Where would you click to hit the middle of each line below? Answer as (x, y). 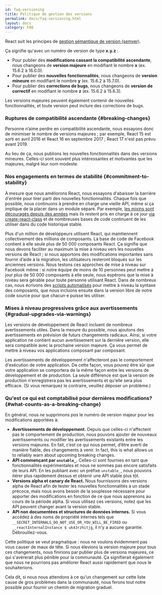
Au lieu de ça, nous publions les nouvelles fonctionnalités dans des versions (81, 154)
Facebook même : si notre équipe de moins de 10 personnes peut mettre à (79, 269)
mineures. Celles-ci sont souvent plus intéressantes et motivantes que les (79, 159)
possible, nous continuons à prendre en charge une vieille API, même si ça (80, 203)
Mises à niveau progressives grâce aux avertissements (71, 308)
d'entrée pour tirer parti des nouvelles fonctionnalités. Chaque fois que (76, 198)
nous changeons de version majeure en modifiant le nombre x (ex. (79, 66)
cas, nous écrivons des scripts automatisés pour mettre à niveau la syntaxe (81, 285)
